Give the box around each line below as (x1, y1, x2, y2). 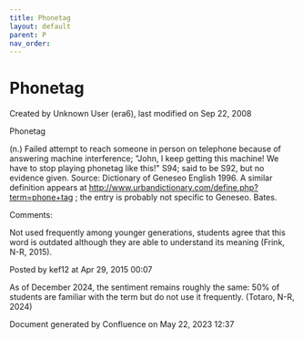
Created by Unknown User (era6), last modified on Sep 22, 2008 (9, 108, 252, 119)
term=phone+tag (9, 192, 74, 203)
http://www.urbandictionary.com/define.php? (88, 182, 259, 193)
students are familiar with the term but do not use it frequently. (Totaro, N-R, (9, 292, 295, 303)
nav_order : (9, 38, 51, 48)
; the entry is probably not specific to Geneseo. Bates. (75, 192, 278, 203)
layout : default (9, 22, 71, 31)
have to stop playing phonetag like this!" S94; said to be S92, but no (9, 163, 265, 174)
